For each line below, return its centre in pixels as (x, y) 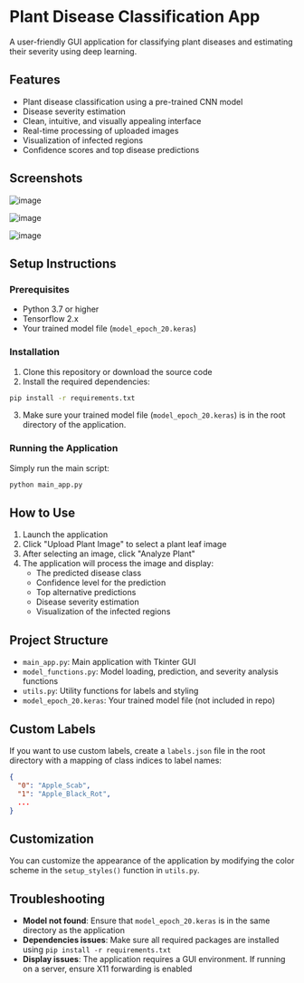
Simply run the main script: (60, 467)
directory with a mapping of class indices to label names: (115, 761)
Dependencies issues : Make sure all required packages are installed (151, 940)
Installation (35, 352)
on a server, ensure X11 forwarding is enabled (107, 969)
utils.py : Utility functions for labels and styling (110, 691)
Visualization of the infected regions (103, 612)
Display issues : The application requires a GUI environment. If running (154, 959)
